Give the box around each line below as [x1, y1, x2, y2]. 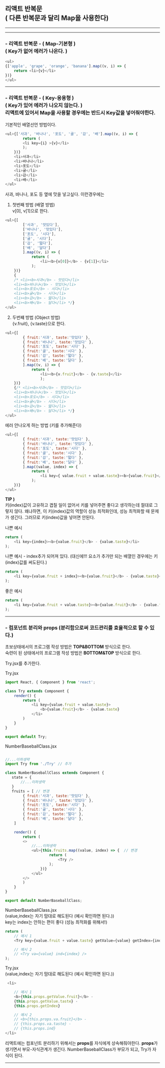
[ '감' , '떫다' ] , [23, 241, 53, 245]
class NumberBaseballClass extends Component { [5, 770, 105, 775]
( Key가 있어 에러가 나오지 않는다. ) [5, 102, 82, 109]
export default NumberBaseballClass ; [5, 898, 82, 903]
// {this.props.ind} [14, 1026, 56, 1031]
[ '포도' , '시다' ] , [23, 231, 56, 237]
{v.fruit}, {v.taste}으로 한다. [12, 320, 66, 326]
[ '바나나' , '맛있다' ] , [23, 227, 63, 232]
